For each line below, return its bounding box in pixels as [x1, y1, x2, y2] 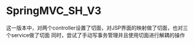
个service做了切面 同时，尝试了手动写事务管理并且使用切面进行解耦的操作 [6, 31, 185, 39]
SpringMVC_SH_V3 [6, 4, 102, 18]
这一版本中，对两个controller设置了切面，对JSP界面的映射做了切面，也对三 [6, 24, 188, 31]
